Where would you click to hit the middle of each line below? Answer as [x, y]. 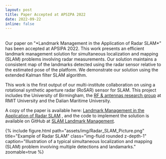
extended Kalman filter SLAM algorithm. [46, 75]
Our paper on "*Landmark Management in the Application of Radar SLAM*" [83, 43]
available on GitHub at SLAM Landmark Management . [60, 121]
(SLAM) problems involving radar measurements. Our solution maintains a [81, 59]
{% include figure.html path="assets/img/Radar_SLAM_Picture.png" [75, 131]
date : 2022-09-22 [23, 19]
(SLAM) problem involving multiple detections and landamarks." [71, 147]
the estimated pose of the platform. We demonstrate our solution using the [82, 70]
